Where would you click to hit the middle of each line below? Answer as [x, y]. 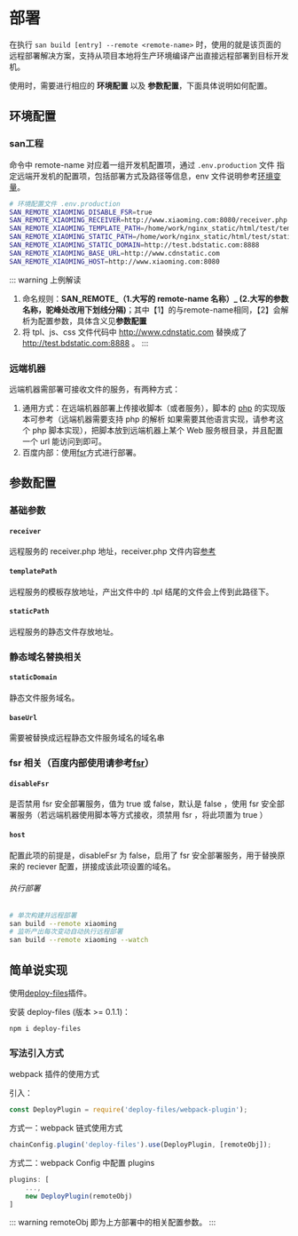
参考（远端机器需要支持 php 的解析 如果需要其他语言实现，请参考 [157, 419]
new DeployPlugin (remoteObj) [79, 1196]
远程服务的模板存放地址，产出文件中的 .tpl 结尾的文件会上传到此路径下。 [141, 591]
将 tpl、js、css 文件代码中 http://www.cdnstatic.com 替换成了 [134, 332]
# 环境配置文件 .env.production [65, 204]
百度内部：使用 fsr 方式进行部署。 [82, 452]
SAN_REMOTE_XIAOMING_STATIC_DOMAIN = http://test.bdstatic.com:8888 [134, 245]
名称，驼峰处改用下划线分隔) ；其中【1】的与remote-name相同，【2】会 [151, 309]
